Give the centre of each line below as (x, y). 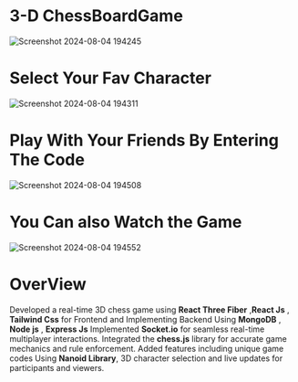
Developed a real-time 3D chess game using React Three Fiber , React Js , (149, 309)
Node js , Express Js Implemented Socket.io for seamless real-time (137, 329)
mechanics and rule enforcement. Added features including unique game (147, 348)
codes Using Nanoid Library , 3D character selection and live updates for (146, 358)
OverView (48, 284)
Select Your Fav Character (111, 78)
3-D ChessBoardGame (97, 16)
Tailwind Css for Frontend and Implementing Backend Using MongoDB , (145, 319)
